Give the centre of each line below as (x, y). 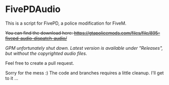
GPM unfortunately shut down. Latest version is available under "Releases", (84, 48)
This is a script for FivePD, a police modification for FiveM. (66, 23)
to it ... (12, 78)
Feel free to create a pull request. (40, 63)
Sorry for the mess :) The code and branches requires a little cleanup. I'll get (84, 73)
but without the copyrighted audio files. (46, 53)
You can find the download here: (39, 33)
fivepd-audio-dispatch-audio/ (36, 38)
